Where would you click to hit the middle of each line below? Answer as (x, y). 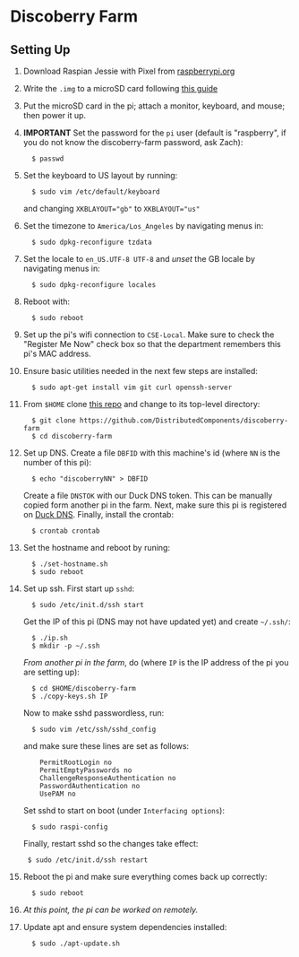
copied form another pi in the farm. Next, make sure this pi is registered (155, 505)
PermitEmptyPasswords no (86, 770)
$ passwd (48, 159)
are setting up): (51, 672)
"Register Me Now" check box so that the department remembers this (152, 344)
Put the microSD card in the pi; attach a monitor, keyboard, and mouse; (154, 106)
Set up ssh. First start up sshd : (79, 588)
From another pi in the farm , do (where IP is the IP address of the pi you (156, 662)
